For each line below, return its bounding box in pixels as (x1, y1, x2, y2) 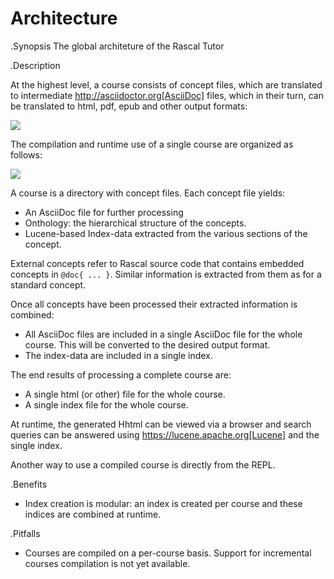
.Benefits (10, 478, 48, 490)
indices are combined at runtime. (24, 508, 162, 520)
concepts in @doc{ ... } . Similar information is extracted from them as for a (10, 268, 322, 280)
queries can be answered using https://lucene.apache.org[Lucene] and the (10, 428, 320, 441)
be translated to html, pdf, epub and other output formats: (10, 100, 248, 112)
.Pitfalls (10, 527, 41, 539)
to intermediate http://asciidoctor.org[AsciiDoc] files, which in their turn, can (10, 89, 324, 101)
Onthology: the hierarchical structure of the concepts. (24, 217, 247, 229)
